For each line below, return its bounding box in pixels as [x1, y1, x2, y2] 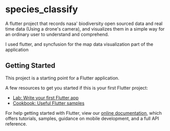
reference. [5, 121, 27, 127]
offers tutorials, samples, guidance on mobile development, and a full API [5, 115, 159, 121]
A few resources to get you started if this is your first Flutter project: [5, 85, 148, 91]
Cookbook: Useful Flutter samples [12, 100, 85, 106]
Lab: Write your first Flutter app [12, 94, 79, 100]
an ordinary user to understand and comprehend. [5, 31, 109, 37]
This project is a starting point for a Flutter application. [5, 75, 119, 81]
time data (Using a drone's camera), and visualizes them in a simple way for [5, 25, 165, 32]
